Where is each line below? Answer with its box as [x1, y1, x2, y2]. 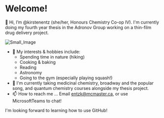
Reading [19, 64, 37, 70]
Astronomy [19, 69, 42, 75]
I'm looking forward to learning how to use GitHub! [5, 107, 107, 113]
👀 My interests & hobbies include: [12, 49, 80, 55]
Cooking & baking [19, 59, 56, 65]
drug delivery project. [5, 29, 49, 35]
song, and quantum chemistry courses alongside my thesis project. [12, 85, 149, 91]
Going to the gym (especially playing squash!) [19, 75, 113, 81]
